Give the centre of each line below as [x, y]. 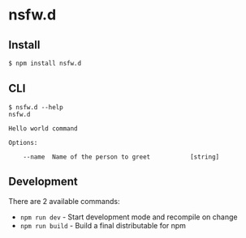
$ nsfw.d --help [36, 107]
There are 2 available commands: [64, 201]
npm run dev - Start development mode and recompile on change [129, 217]
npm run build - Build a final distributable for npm [103, 225]
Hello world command [43, 128]
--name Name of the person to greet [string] [121, 157]
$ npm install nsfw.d [45, 63]
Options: [23, 142]
